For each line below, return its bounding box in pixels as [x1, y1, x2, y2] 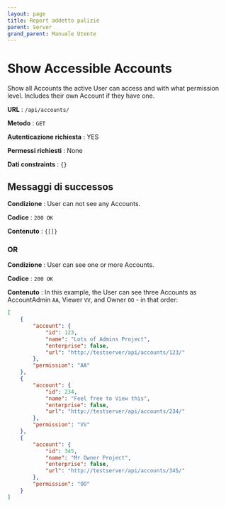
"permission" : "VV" [33, 421, 91, 428]
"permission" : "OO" [33, 481, 91, 488]
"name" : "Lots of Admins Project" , [45, 336, 151, 343]
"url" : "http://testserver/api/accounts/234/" [45, 408, 186, 415]
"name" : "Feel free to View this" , [45, 394, 151, 402]
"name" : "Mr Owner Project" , [45, 454, 132, 461]
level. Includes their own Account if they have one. [7, 91, 155, 100]
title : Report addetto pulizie [7, 17, 100, 24]
